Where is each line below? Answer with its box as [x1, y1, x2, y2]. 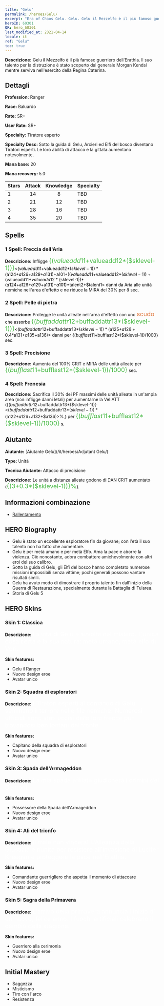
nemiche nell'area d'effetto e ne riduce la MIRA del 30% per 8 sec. [5, 287, 139, 293]
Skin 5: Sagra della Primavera [5, 896, 76, 903]
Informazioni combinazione [5, 498, 90, 507]
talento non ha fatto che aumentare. [12, 544, 84, 550]
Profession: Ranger [5, 94, 45, 100]
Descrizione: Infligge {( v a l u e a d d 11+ [5, 257, 90, 265]
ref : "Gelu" [5, 39, 29, 44]
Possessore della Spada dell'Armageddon [12, 804, 96, 810]
